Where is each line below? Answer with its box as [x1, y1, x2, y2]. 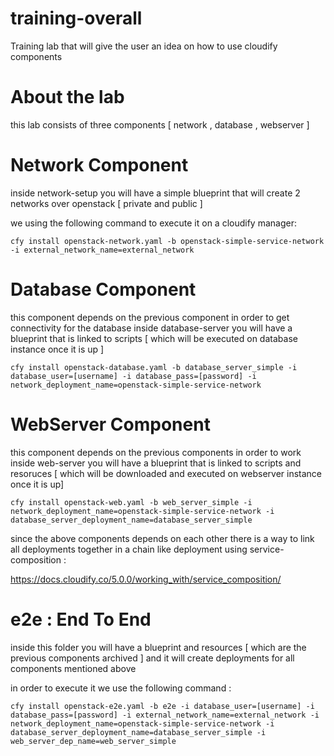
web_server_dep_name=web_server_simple [10, 736, 177, 746]
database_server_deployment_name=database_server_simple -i [10, 727, 267, 737]
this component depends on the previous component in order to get [10, 311, 290, 323]
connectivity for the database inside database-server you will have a [10, 322, 293, 334]
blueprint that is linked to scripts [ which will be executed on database [10, 332, 298, 344]
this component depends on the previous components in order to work [10, 446, 302, 458]
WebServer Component [10, 413, 211, 436]
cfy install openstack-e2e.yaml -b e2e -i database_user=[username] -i [10, 701, 315, 711]
